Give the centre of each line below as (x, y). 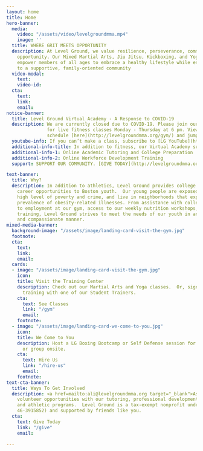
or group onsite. (44, 349)
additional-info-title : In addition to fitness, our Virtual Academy (101, 147)
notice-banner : (25, 113)
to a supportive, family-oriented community (74, 68)
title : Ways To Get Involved (48, 388)
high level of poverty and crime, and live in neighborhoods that (102, 197)
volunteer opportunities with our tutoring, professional (92, 400)
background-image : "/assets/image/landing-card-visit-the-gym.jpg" (98, 231)
